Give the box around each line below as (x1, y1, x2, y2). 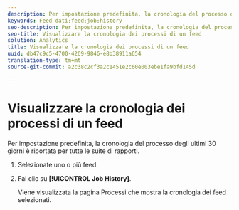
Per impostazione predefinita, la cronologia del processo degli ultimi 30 (7, 139, 217, 147)
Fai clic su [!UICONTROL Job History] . (17, 174, 132, 182)
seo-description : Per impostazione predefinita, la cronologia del (7, 23, 212, 31)
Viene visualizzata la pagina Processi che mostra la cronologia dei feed (17, 188, 226, 196)
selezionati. (17, 195, 52, 204)
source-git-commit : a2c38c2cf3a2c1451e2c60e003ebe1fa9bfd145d (7, 63, 196, 70)
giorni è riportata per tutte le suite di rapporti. (7, 147, 140, 155)
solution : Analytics (7, 37, 69, 44)
